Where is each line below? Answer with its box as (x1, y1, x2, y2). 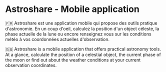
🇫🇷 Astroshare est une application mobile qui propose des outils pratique (5, 20, 157, 26)
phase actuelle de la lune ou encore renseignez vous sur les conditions (5, 31, 151, 37)
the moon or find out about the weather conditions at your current (5, 56, 141, 63)
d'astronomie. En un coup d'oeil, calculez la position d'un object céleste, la (5, 25, 159, 31)
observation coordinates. (5, 62, 57, 68)
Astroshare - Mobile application (5, 3, 140, 15)
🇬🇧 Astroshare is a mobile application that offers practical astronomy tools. (5, 46, 161, 52)
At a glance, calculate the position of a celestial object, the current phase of (5, 51, 161, 57)
